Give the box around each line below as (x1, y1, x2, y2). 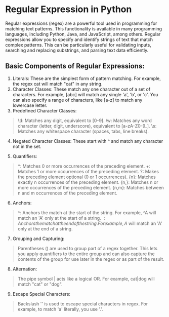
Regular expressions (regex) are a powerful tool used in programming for (5, 20, 157, 26)
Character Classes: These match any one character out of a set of (12, 86, 151, 92)
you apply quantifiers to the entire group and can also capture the (17, 251, 155, 257)
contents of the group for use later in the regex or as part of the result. (17, 256, 164, 262)
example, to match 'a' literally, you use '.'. (17, 306, 103, 312)
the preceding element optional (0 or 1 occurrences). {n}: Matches (17, 174, 156, 180)
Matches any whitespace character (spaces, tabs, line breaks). (17, 128, 149, 134)
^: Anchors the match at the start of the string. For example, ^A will (17, 209, 156, 216)
